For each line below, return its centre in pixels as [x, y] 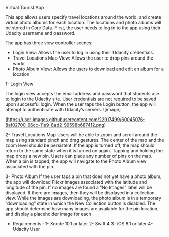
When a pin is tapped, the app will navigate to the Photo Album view [76, 161]
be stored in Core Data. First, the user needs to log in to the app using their [83, 28]
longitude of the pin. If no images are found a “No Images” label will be [79, 187]
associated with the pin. [30, 167]
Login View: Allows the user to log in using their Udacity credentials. [83, 53]
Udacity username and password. [40, 33]
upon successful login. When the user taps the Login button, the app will [81, 104]
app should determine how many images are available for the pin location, [82, 209]
